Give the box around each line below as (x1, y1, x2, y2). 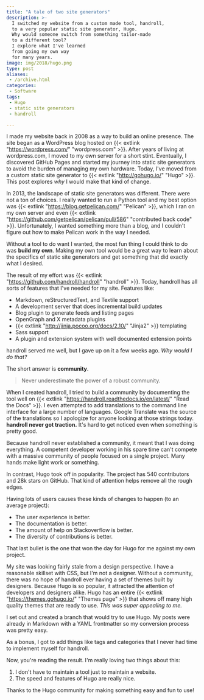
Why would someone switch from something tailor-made (12, 32, 151, 38)
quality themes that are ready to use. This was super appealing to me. (6, 602, 183, 609)
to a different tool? (12, 37, 67, 43)
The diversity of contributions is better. (15, 533, 113, 541)
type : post (6, 65, 34, 72)
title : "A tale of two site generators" (6, 9, 111, 15)
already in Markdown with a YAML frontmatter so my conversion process (6, 620, 189, 628)
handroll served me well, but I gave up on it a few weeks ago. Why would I (6, 347, 192, 354)
